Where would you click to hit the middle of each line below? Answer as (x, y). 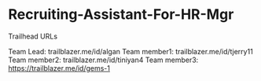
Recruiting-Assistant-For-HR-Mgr (121, 15)
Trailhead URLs (33, 36)
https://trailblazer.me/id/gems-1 (59, 68)
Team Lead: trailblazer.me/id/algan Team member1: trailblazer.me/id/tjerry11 (130, 51)
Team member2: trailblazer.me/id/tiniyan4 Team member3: (103, 60)
